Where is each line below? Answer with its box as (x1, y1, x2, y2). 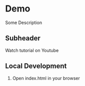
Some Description (5, 19, 42, 25)
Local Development (5, 62, 67, 70)
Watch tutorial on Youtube (5, 47, 59, 53)
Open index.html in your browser (12, 75, 80, 81)
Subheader (5, 34, 41, 42)
